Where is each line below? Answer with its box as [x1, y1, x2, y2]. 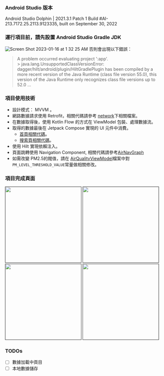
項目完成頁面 [5, 175, 36, 181]
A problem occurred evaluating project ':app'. [17, 56, 108, 61]
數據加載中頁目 [12, 359, 42, 365]
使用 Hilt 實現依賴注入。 [12, 143, 60, 149]
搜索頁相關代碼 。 [19, 137, 54, 143]
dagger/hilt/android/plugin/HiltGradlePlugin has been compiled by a [17, 66, 153, 72]
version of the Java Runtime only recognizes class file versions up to [17, 77, 156, 82]
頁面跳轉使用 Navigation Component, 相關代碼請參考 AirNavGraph [12, 149, 144, 155]
